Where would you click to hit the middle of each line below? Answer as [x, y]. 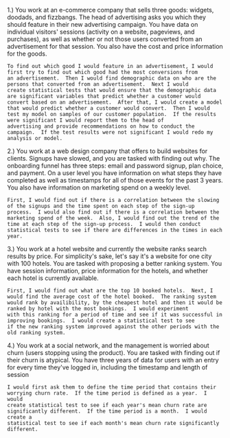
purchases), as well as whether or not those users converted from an [105, 39]
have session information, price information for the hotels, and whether [107, 271]
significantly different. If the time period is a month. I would [107, 411]
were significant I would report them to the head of [86, 120]
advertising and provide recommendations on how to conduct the [101, 126]
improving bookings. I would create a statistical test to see [101, 321]
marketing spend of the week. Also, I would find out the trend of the [113, 218]
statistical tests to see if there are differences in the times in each [115, 230]
